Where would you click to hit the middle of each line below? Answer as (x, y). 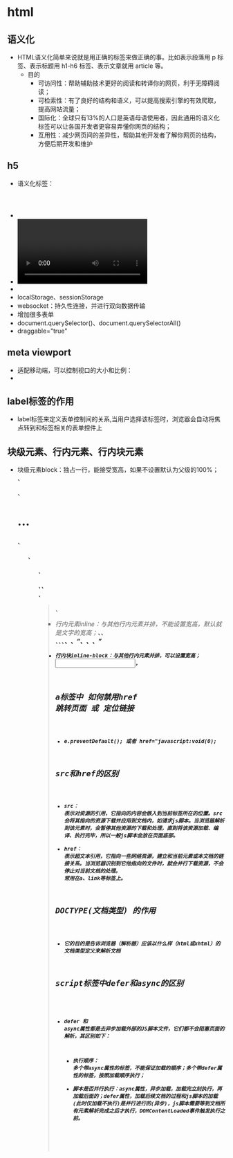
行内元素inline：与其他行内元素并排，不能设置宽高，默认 (135, 624)
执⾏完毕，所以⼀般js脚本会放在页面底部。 (126, 836)
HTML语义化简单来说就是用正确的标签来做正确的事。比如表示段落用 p (116, 57)
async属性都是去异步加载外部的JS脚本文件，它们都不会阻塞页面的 (144, 1029)
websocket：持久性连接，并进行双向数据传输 (81, 306)
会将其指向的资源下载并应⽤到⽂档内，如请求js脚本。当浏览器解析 (144, 821)
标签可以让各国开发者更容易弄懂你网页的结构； (104, 126)
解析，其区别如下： (87, 1036)
